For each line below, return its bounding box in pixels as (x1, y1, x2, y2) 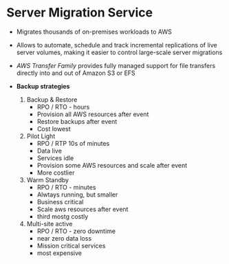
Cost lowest (36, 124, 71, 133)
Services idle (36, 153, 74, 162)
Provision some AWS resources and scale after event (36, 161, 188, 169)
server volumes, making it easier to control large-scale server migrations (16, 48, 223, 56)
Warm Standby (26, 175, 69, 184)
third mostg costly (36, 212, 89, 221)
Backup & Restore (26, 95, 78, 104)
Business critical (36, 197, 84, 206)
